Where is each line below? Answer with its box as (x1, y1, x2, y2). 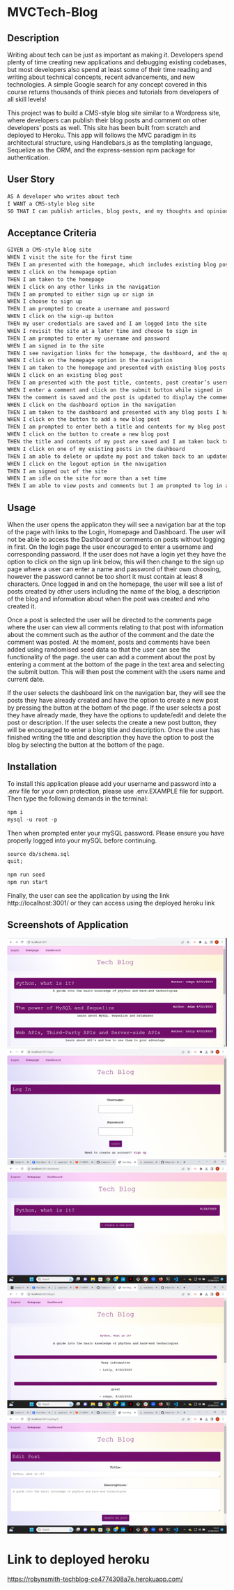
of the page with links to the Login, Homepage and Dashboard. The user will (7, 527, 226, 536)
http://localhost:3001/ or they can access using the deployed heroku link (7, 899, 215, 907)
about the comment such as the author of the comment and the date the (7, 630, 214, 638)
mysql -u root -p (7, 816, 58, 823)
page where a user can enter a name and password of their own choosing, (7, 564, 221, 573)
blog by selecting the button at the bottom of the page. (7, 740, 165, 749)
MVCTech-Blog (7, 4, 98, 20)
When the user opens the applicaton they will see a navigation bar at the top (7, 520, 226, 529)
